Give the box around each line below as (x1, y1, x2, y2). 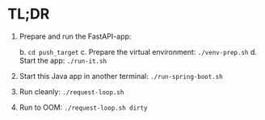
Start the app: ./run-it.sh (19, 56, 107, 65)
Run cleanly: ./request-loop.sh (19, 86, 124, 97)
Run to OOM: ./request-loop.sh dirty (19, 102, 148, 112)
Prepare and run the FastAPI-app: (19, 31, 132, 41)
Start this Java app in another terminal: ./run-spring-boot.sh (19, 71, 223, 81)
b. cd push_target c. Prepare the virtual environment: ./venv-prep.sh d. (19, 47, 258, 56)
